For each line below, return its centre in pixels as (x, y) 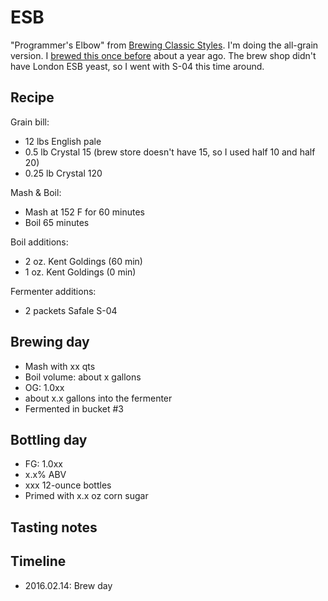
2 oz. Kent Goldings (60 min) (83, 261)
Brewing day (50, 342)
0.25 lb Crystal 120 (63, 173)
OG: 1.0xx (44, 387)
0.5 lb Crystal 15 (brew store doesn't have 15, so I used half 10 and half (170, 152)
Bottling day (49, 439)
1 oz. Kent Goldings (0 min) (80, 272)
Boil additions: (39, 242)
